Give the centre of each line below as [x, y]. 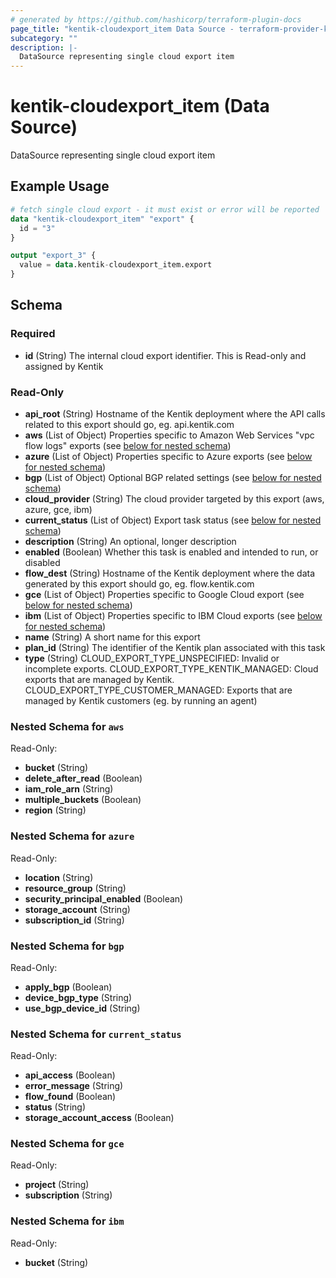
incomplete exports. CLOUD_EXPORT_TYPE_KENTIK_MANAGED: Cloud [171, 668]
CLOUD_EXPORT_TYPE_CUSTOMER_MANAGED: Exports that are [158, 690]
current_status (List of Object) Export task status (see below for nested [173, 520]
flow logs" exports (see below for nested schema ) [128, 445]
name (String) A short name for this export [112, 637]
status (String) [55, 1107]
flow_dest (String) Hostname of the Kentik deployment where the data [170, 573]
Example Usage [60, 186]
